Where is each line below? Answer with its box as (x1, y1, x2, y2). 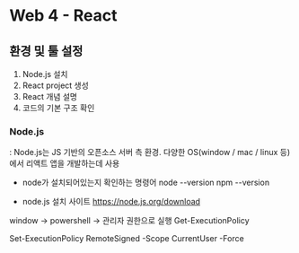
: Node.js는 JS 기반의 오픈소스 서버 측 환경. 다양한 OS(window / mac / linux (9, 147, 278, 158)
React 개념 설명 (22, 92, 78, 101)
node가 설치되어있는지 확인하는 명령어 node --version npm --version (22, 177, 270, 188)
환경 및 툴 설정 (9, 43, 84, 58)
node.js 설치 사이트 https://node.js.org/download (22, 196, 200, 207)
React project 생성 (22, 80, 90, 91)
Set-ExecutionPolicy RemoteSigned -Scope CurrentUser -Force (9, 233, 244, 244)
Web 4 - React (9, 5, 118, 26)
